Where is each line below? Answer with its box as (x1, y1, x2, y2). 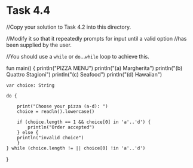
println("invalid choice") (17, 135, 84, 140)
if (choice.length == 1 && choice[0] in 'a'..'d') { (17, 119, 151, 125)
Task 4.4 (6, 4, 51, 17)
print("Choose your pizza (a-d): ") (17, 103, 109, 109)
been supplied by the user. (6, 41, 72, 48)
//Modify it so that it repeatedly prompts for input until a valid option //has (6, 35, 187, 42)
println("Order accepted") (27, 124, 95, 130)
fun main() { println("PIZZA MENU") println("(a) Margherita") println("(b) (6, 64, 183, 72)
